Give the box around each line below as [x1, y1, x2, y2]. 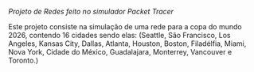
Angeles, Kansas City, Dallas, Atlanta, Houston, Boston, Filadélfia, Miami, [8, 39, 247, 48]
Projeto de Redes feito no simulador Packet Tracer [8, 7, 174, 16]
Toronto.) [8, 55, 39, 65]
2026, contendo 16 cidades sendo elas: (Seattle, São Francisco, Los [8, 31, 231, 40]
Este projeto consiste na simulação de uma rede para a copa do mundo [8, 22, 242, 31]
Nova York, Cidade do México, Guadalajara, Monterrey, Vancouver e [8, 47, 233, 56]
